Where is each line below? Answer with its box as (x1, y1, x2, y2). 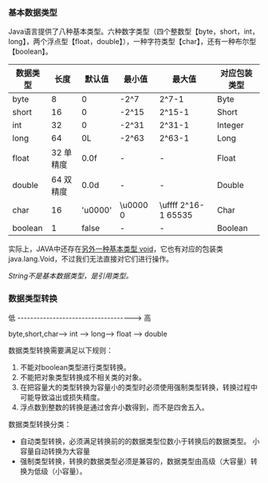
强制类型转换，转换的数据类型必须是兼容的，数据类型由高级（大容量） (19, 456, 251, 465)
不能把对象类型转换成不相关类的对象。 (19, 372, 146, 381)
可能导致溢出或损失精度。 (19, 392, 104, 401)
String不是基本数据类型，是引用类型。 (8, 271, 133, 281)
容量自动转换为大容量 (19, 446, 90, 456)
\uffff (159, 200, 178, 211)
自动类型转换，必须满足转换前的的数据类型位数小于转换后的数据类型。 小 (19, 436, 260, 445)
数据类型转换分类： (8, 419, 72, 429)
